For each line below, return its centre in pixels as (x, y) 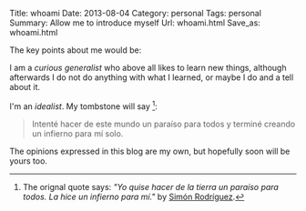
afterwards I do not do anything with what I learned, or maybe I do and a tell (152, 77)
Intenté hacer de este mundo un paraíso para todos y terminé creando (163, 124)
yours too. (29, 161)
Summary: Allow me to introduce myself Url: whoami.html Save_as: (135, 23)
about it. (25, 87)
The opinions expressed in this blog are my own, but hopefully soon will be (150, 151)
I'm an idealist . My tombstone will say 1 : (83, 105)
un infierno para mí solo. (77, 133)
